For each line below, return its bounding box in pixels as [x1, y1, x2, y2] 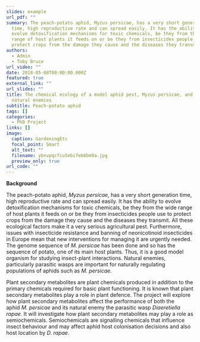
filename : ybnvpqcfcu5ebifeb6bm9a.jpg [11, 152, 108, 158]
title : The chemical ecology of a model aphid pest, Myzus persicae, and [6, 92, 193, 98]
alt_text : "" [11, 147, 44, 153]
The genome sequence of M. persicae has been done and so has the [6, 242, 176, 249]
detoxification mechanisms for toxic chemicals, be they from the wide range [6, 204, 193, 211]
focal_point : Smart [11, 141, 60, 148]
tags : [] [6, 108, 28, 114]
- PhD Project [11, 120, 46, 125]
